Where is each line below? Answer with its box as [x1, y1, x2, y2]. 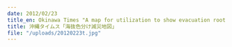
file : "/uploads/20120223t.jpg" [7, 29, 101, 37]
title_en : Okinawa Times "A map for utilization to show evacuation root [7, 17, 226, 23]
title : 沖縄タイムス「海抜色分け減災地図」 [7, 23, 118, 30]
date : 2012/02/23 [7, 10, 58, 17]
